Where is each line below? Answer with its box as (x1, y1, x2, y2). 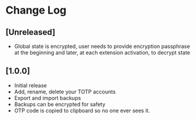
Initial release (14, 82, 47, 89)
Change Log (5, 4, 67, 17)
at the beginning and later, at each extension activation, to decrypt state (14, 49, 191, 56)
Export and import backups (14, 94, 81, 101)
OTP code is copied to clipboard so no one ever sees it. (14, 107, 150, 114)
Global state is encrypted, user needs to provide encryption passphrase (14, 43, 191, 50)
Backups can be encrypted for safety (14, 100, 106, 108)
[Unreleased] (5, 27, 56, 37)
